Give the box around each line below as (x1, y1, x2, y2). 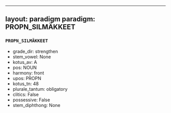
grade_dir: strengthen (12, 48, 59, 54)
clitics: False (12, 91, 39, 97)
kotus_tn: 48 (12, 81, 39, 87)
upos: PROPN (12, 75, 42, 81)
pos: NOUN (12, 64, 37, 70)
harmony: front (12, 69, 44, 76)
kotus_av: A (12, 59, 37, 65)
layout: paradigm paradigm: (5, 15, 96, 23)
